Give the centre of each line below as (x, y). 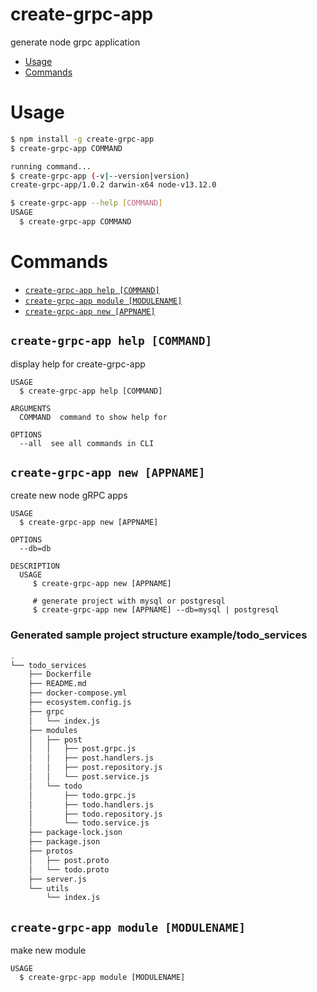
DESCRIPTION (35, 566)
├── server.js (57, 879)
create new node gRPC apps (69, 495)
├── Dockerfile (60, 674)
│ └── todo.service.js (89, 823)
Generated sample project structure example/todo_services (159, 635)
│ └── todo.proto (69, 869)
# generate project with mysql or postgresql (129, 601)
